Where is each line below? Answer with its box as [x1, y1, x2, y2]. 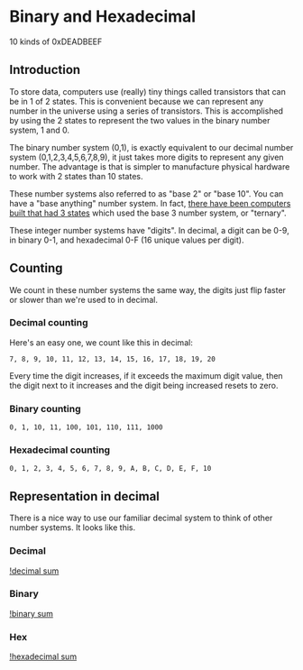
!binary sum [9, 608, 54, 619]
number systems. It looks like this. [9, 522, 136, 533]
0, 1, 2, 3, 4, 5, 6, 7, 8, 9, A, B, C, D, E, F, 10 [9, 464, 212, 473]
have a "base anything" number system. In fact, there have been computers [9, 197, 291, 208]
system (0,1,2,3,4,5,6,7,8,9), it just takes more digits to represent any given [9, 151, 284, 162]
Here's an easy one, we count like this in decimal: [9, 336, 194, 348]
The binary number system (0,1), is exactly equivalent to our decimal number [9, 142, 294, 152]
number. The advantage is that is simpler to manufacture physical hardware [9, 161, 290, 172]
